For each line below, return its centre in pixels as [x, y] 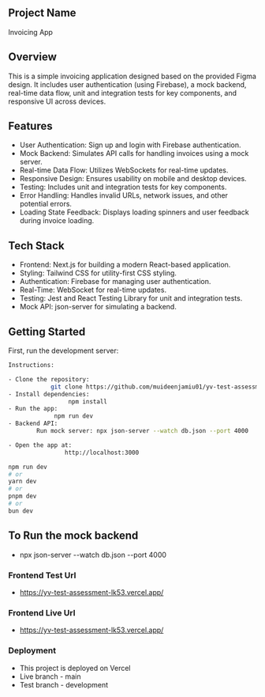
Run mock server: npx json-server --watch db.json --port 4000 [142, 431]
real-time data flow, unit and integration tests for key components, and [123, 93]
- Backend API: [33, 424]
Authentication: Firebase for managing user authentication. [115, 282]
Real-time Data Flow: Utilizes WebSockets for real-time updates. [124, 170]
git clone [66, 387]
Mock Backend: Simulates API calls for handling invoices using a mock [134, 153]
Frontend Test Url [42, 575]
